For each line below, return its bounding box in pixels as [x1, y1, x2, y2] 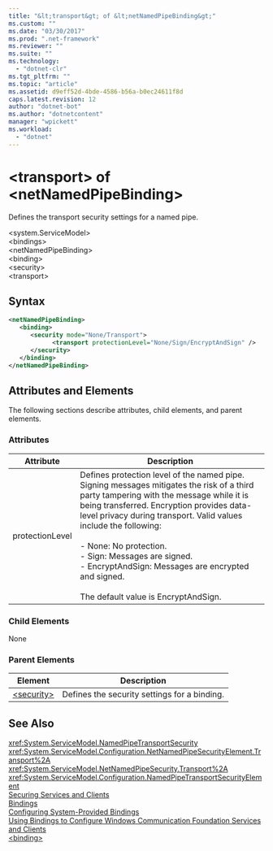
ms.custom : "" [8, 20, 57, 28]
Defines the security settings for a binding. [62, 688, 225, 700]
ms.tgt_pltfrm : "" [8, 72, 71, 80]
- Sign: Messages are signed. [80, 550, 193, 562]
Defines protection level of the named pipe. [80, 469, 245, 480]
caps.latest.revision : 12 [8, 95, 96, 103]
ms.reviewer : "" [8, 42, 63, 50]
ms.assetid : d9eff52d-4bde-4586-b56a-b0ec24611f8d [8, 87, 184, 96]
